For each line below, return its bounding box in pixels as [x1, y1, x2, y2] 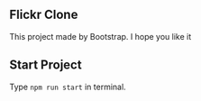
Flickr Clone [9, 7, 78, 23]
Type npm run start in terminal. [9, 81, 126, 92]
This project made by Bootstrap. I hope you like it [9, 31, 192, 41]
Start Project [9, 58, 83, 73]
